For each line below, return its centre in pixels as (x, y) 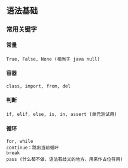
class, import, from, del (38, 86)
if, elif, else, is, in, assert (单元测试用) (62, 114)
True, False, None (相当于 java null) (53, 59)
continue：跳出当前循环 (33, 148)
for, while (20, 142)
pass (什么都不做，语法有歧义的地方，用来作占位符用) (65, 160)
